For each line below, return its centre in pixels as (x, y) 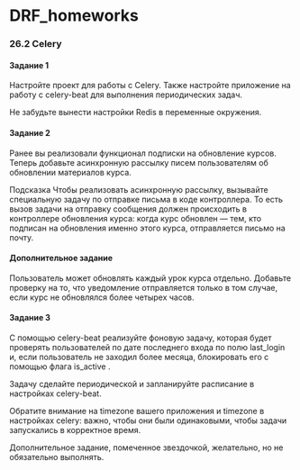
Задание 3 (30, 318)
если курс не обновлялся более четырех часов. (102, 297)
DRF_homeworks (74, 16)
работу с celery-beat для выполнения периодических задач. (126, 95)
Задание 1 (29, 65)
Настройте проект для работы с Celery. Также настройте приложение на (150, 86)
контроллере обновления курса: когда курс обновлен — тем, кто (136, 218)
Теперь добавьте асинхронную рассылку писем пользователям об (139, 162)
